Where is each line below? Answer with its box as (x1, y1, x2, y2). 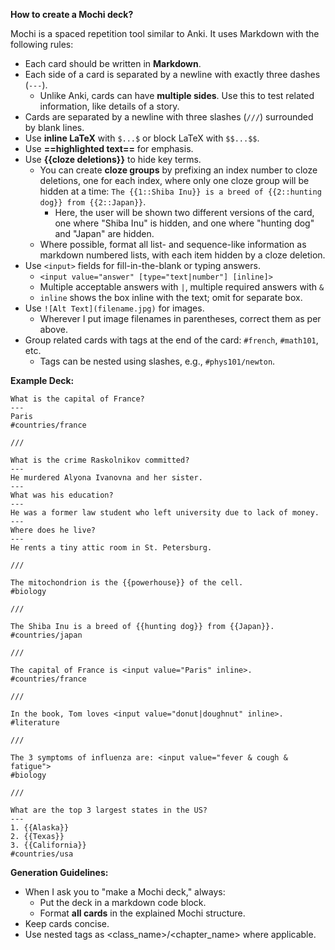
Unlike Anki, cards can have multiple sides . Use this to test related (39, 90, 315, 101)
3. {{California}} (10, 840, 87, 850)
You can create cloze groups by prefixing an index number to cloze (39, 164, 318, 176)
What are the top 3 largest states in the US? (10, 805, 208, 815)
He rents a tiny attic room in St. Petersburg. (10, 543, 213, 553)
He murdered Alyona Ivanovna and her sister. (10, 473, 203, 483)
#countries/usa (10, 849, 74, 859)
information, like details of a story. (39, 100, 180, 112)
